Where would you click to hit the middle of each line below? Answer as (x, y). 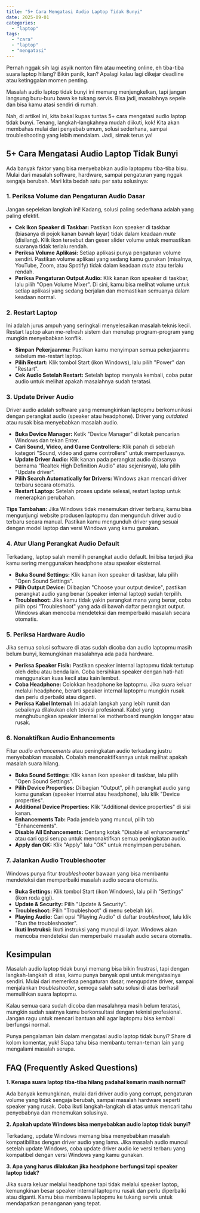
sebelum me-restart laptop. (48, 356)
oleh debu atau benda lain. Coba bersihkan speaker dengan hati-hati (99, 672)
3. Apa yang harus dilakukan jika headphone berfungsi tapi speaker (92, 1166)
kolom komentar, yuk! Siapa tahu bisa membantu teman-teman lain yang (95, 1043)
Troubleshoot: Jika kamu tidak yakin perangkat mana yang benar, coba (103, 600)
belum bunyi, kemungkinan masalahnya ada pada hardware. (80, 654)
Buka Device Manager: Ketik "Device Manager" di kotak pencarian (97, 434)
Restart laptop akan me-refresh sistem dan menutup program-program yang (100, 332)
